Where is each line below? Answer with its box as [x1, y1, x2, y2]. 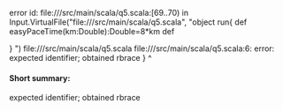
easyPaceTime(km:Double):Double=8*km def [9, 26, 175, 36]
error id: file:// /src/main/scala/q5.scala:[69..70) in [9, 8, 188, 18]
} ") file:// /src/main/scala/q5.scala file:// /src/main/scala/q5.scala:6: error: [9, 43, 275, 54]
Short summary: [9, 72, 71, 83]
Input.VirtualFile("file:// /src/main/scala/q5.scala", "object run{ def [9, 17, 248, 27]
